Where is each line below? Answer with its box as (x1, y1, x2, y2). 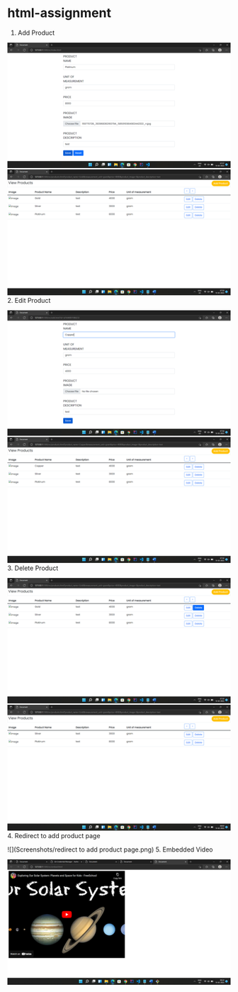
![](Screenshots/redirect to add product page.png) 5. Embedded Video (7, 845, 214, 854)
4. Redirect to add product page (7, 831, 101, 840)
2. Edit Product (7, 296, 51, 304)
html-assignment (7, 5, 112, 21)
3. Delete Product (7, 564, 59, 572)
